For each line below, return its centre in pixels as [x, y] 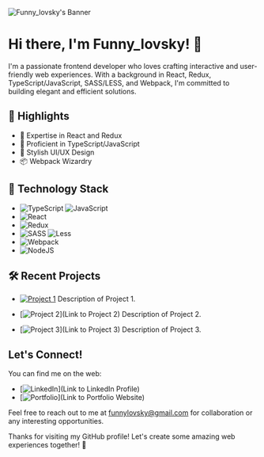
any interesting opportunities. [56, 421]
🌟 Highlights [39, 116]
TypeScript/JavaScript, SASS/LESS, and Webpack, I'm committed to [119, 82]
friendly [21, 74]
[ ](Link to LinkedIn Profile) [79, 389]
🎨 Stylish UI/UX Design [57, 152]
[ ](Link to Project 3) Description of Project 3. [110, 329]
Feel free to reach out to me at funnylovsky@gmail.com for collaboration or [130, 413]
